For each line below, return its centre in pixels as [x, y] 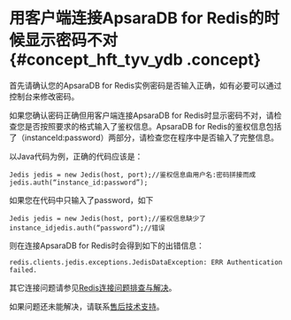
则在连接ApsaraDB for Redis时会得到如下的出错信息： [107, 246]
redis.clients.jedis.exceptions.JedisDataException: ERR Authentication [146, 262]
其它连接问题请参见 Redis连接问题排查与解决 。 [93, 287]
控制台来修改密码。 [44, 96]
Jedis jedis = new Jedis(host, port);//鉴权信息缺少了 [107, 218]
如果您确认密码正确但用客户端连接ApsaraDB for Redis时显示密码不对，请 [142, 115]
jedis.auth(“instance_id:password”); [79, 183]
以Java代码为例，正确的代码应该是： [76, 156]
